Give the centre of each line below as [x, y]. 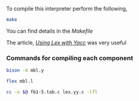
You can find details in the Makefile [50, 31]
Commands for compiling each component [70, 58]
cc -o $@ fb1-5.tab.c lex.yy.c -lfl [52, 92]
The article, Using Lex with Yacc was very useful [67, 42]
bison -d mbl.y [25, 71]
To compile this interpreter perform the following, [67, 9]
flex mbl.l [20, 81]
